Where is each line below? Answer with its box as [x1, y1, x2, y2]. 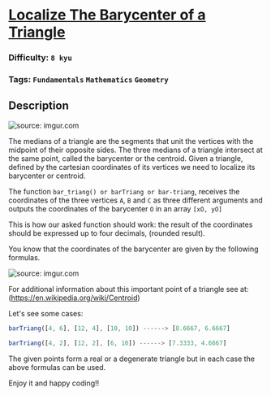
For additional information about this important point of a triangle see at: [8, 284, 249, 294]
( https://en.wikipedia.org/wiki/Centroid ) [8, 293, 140, 302]
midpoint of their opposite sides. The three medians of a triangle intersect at [8, 145, 264, 154]
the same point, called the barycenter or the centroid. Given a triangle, [8, 153, 243, 163]
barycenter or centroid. [8, 171, 86, 181]
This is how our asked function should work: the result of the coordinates [8, 220, 253, 229]
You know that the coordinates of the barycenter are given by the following [8, 244, 259, 254]
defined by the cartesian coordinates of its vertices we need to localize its [8, 162, 256, 172]
